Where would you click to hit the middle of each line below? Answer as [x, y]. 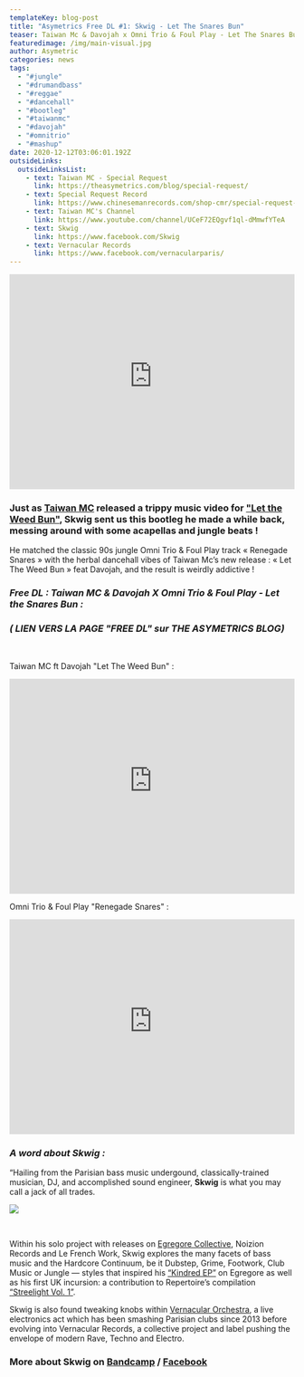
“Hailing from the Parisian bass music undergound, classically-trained [139, 1172]
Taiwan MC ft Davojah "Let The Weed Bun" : [92, 665]
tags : [19, 69]
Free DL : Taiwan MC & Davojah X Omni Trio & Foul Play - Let [145, 593]
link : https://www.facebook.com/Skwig [106, 236]
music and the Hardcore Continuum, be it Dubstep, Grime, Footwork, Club [147, 1263]
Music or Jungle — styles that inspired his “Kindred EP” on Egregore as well [151, 1272]
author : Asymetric [44, 52]
